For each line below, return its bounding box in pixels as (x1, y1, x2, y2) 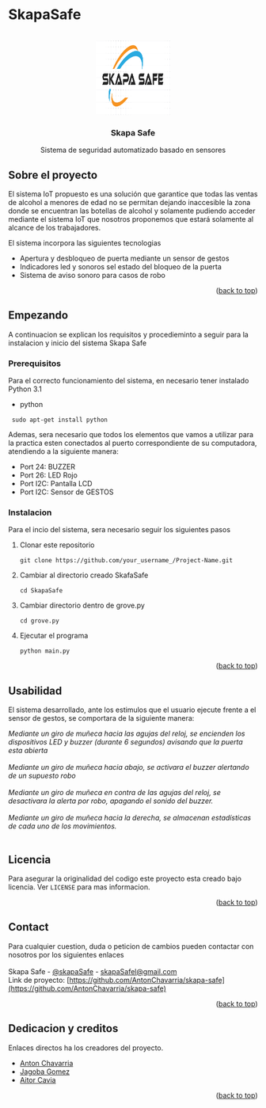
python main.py (19, 647, 70, 655)
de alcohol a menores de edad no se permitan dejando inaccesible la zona (8, 198, 251, 208)
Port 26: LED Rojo (19, 470, 78, 480)
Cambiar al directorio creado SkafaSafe (19, 570, 149, 580)
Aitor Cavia (19, 1075, 56, 1084)
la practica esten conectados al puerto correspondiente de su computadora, (8, 438, 257, 448)
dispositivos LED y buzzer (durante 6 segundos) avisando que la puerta (8, 737, 243, 747)
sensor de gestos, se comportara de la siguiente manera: (8, 714, 195, 723)
